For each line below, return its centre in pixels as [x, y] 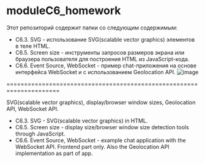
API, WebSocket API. [32, 108]
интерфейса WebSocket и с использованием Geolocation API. [95, 72]
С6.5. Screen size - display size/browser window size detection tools [102, 127]
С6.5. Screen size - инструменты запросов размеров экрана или [100, 52]
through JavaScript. [40, 134]
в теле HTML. [33, 46]
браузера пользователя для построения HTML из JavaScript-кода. [102, 59]
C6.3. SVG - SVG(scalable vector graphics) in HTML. [81, 121]
